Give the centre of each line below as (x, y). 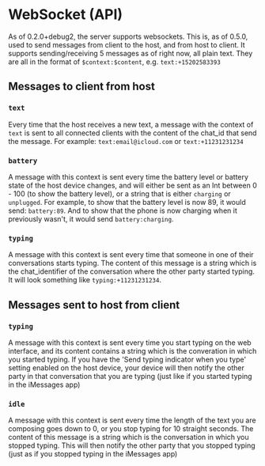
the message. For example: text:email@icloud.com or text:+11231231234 (126, 141)
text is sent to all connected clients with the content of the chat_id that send (132, 133)
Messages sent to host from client (94, 305)
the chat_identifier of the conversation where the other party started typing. (132, 271)
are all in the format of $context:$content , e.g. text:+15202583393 (115, 62)
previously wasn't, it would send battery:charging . (91, 218)
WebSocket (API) (66, 15)
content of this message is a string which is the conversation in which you (129, 438)
